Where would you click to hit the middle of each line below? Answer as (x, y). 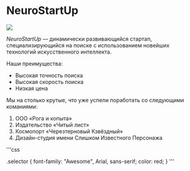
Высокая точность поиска (49, 75)
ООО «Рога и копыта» (44, 118)
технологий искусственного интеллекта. (59, 52)
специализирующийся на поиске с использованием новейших (88, 45)
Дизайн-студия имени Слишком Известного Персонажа (89, 138)
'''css (13, 149)
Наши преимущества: (34, 63)
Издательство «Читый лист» (52, 125)
